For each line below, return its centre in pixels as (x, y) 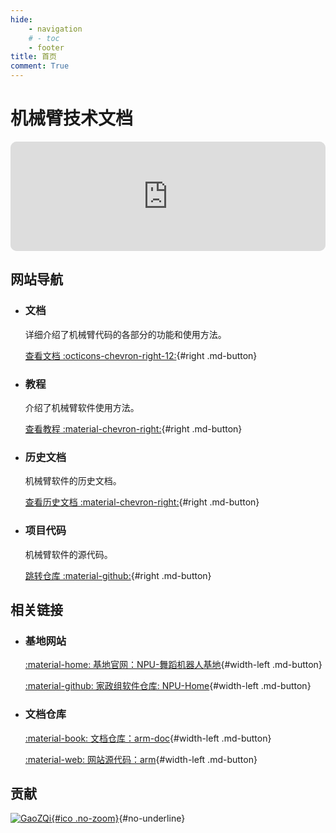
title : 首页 (33, 57)
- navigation (55, 29)
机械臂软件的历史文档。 (73, 481)
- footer (46, 47)
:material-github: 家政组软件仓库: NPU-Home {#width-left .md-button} (168, 686)
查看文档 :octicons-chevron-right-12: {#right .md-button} (141, 355)
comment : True (40, 66)
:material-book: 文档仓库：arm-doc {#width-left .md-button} (148, 738)
